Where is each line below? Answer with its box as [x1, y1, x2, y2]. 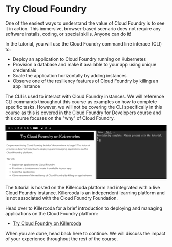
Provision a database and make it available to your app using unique [12, 61, 157, 68]
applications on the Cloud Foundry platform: [5, 210, 98, 216]
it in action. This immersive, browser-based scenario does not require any [5, 25, 161, 31]
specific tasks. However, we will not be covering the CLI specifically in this [5, 104, 162, 110]
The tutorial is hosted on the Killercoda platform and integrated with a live [5, 184, 160, 190]
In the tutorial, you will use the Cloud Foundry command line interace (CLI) [5, 40, 162, 47]
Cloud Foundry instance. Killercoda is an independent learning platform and [5, 190, 165, 196]
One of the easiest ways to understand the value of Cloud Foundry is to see [5, 20, 165, 26]
